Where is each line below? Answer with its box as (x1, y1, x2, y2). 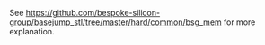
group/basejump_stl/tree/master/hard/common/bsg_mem (9, 17, 222, 27)
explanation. (9, 26, 56, 36)
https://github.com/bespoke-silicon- (25, 8, 160, 18)
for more (223, 17, 256, 27)
